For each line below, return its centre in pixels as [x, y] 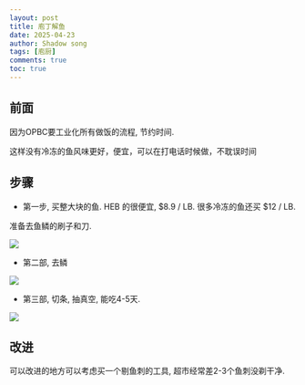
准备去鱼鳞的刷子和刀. [51, 225]
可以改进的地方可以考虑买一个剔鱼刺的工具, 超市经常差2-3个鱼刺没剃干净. [147, 371]
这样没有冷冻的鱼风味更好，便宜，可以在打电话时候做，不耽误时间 [133, 151]
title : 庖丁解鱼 [37, 26]
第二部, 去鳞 [45, 262]
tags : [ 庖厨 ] [33, 52]
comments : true [38, 60]
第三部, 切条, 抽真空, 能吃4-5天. [81, 298]
